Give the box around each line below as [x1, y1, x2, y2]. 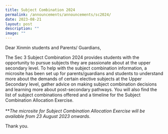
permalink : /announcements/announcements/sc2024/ [5, 12, 112, 17]
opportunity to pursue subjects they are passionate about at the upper [5, 60, 151, 65]
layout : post [5, 21, 33, 27]
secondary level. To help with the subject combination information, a [5, 65, 147, 71]
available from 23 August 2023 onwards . [5, 113, 91, 119]
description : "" [5, 26, 39, 31]
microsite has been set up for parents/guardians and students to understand [5, 71, 163, 76]
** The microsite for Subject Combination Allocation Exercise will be [5, 108, 145, 114]
